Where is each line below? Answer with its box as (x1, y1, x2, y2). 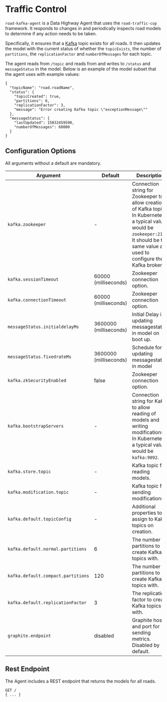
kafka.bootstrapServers (7, 423, 64, 429)
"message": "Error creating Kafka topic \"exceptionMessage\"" (14, 107, 148, 112)
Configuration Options (5, 147, 76, 155)
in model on (132, 330, 160, 337)
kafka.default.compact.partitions (7, 573, 89, 579)
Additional (132, 503, 156, 510)
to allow (132, 403, 151, 410)
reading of (132, 410, 157, 417)
